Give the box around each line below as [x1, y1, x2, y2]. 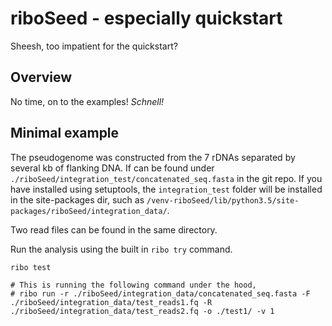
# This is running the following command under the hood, [10, 280, 257, 290]
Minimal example [10, 125, 120, 142]
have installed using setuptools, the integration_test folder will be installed [10, 183, 323, 195]
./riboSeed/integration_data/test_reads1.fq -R [10, 297, 213, 307]
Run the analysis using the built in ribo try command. [10, 243, 233, 255]
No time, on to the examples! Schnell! [10, 95, 165, 107]
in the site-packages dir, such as [10, 193, 145, 206]
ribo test [10, 262, 52, 272]
